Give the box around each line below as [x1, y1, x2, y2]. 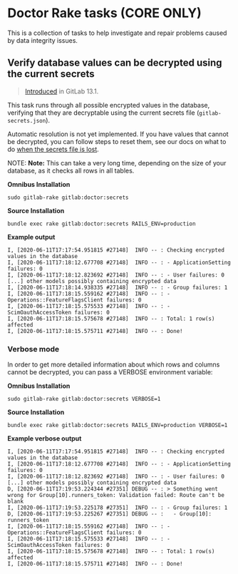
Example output [7, 232, 56, 241]
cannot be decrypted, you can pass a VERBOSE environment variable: [7, 368, 213, 376]
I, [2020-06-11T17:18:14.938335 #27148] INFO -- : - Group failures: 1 [7, 284, 228, 291]
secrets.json [7, 117, 46, 124]
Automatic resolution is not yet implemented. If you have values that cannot [7, 130, 229, 138]
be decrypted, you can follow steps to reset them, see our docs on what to [7, 137, 227, 145]
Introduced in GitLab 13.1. [24, 87, 99, 96]
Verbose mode [7, 344, 60, 354]
